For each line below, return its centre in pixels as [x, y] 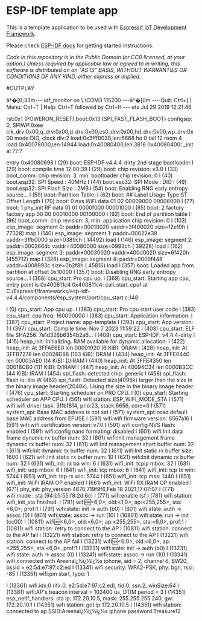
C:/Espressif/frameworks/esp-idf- [48, 291]
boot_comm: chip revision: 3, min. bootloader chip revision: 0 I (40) [90, 175]
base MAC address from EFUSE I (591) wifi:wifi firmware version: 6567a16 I [99, 418]
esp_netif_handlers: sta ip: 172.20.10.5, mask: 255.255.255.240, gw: [90, 598]
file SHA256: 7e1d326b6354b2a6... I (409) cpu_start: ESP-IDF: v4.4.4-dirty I [100, 335]
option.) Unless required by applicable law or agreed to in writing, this [93, 63]
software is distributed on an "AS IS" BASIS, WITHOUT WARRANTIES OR [96, 70]
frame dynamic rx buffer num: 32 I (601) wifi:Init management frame [90, 437]
